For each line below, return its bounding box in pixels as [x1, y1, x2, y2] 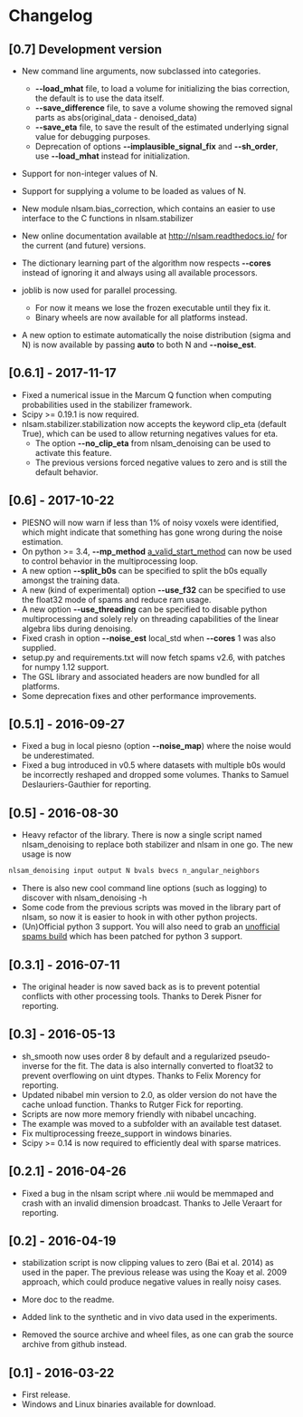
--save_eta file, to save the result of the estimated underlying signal [34, 121, 289, 132]
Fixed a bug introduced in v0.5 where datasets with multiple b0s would [21, 760, 286, 771]
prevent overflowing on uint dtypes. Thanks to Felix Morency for [21, 1070, 261, 1081]
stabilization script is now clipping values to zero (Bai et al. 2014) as [21, 1257, 274, 1268]
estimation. [21, 536, 64, 547]
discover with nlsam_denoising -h [21, 892, 147, 903]
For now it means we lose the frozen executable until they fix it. [34, 303, 271, 313]
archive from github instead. [21, 1339, 128, 1350]
